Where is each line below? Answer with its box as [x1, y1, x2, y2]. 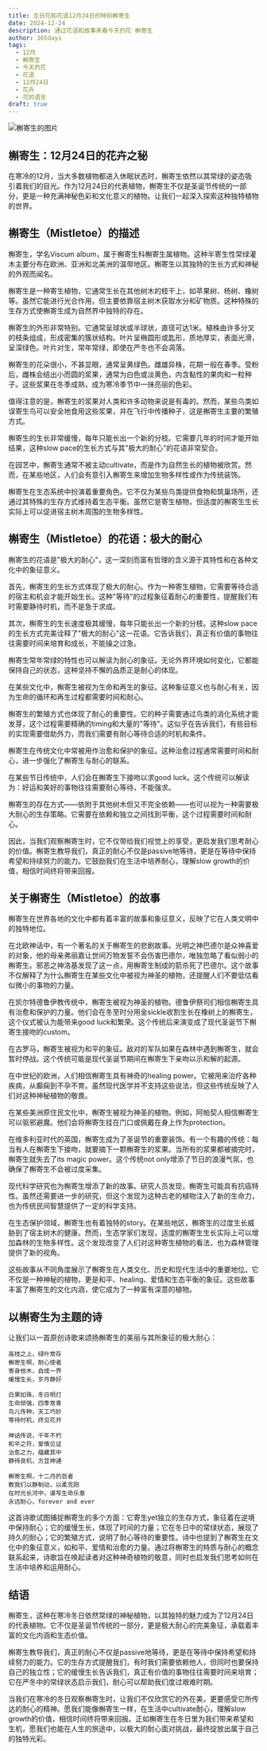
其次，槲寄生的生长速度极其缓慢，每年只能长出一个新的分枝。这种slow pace [8, 618, 258, 628]
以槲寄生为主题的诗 [8, 1310, 103, 1324]
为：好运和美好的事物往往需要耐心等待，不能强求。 [8, 782, 176, 792]
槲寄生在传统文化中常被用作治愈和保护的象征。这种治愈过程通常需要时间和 [8, 745, 252, 755]
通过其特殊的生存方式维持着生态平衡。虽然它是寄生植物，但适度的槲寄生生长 [8, 496, 259, 506]
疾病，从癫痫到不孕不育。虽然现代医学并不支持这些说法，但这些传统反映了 [8, 1081, 252, 1090]
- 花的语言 [15, 93, 47, 101]
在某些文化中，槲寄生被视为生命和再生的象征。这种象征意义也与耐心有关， [8, 681, 252, 692]
